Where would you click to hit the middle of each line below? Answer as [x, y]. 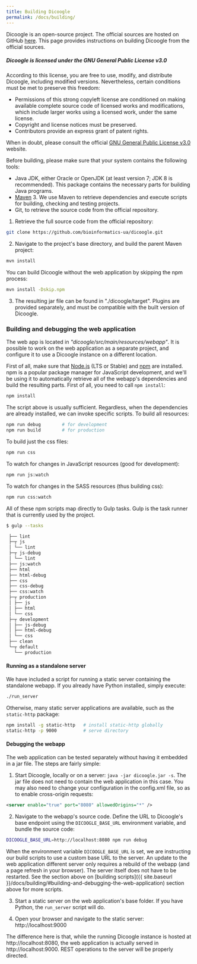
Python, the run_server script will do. [60, 907]
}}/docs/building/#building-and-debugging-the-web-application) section [95, 883]
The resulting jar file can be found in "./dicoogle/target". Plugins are [97, 301]
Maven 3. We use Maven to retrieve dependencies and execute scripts [101, 198]
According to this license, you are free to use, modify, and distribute [89, 76]
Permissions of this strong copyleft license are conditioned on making [100, 99]
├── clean [21, 641]
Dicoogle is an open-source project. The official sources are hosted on [93, 34]
